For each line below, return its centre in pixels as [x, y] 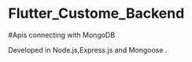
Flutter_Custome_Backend [96, 14]
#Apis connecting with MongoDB [62, 35]
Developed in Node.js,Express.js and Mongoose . [88, 50]
